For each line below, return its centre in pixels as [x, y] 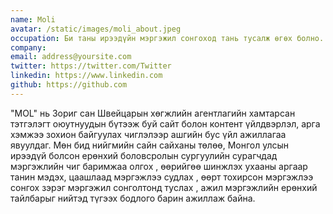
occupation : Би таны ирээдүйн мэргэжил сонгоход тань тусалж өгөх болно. [167, 38]
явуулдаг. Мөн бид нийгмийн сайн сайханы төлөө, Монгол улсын [149, 145]
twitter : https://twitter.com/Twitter [91, 66]
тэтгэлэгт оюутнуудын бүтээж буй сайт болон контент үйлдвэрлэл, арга [165, 123]
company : [28, 47]
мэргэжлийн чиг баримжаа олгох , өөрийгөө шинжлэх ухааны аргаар [159, 166]
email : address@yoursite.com [71, 57]
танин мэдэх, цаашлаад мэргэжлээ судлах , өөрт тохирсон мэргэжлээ [162, 177]
